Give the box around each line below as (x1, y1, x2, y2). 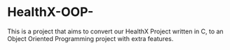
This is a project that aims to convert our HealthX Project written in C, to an (7, 27, 224, 35)
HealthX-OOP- (7, 4, 94, 20)
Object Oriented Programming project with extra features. (7, 34, 174, 42)
